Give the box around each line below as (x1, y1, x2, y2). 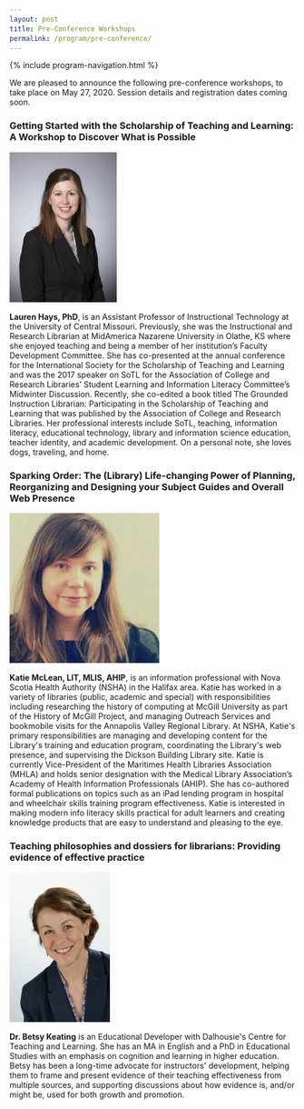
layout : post (9, 15, 59, 24)
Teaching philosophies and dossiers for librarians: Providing (9, 839, 281, 852)
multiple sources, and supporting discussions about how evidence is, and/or (9, 1080, 295, 1091)
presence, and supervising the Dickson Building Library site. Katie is (9, 749, 264, 760)
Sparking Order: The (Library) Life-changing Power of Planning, (9, 469, 296, 482)
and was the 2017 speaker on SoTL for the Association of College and (9, 369, 270, 380)
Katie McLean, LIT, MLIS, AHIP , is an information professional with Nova (9, 672, 281, 683)
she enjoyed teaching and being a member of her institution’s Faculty (9, 340, 268, 351)
